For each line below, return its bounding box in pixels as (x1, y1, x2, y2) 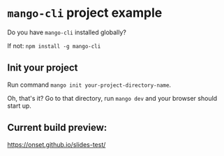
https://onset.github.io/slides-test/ (7, 140, 106, 148)
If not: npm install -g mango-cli (7, 41, 101, 50)
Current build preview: (7, 122, 107, 134)
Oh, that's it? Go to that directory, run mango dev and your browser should (7, 94, 218, 102)
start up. (7, 101, 31, 110)
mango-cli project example (7, 5, 163, 21)
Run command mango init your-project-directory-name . (7, 80, 172, 89)
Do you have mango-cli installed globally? (7, 28, 127, 36)
